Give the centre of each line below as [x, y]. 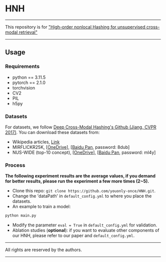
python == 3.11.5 [29, 77]
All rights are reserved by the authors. [44, 250]
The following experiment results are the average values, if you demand [80, 176]
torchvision [24, 87]
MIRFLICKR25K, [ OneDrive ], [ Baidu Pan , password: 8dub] [71, 147]
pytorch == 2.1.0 [29, 83]
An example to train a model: [41, 207]
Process [15, 165]
